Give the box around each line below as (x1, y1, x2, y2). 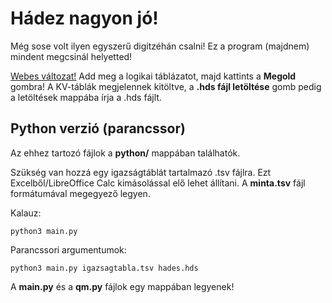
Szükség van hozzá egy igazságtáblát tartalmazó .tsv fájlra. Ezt (10, 166, 272, 178)
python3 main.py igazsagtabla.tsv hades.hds (10, 263, 199, 273)
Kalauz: (10, 207, 42, 219)
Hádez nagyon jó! (10, 7, 159, 30)
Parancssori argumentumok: (10, 243, 127, 256)
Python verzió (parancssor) (10, 120, 186, 137)
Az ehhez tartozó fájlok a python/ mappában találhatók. (10, 147, 241, 159)
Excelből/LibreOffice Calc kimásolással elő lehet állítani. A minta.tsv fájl (10, 177, 306, 189)
